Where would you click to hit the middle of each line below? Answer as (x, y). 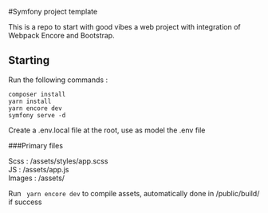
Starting (29, 60)
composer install (37, 94)
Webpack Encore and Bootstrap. (61, 35)
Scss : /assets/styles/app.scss (58, 161)
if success (25, 202)
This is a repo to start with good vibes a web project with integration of (124, 27)
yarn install (30, 101)
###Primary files (36, 145)
